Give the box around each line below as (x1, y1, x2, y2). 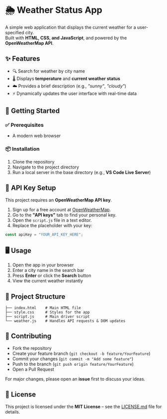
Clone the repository (12, 159, 55, 165)
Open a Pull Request (12, 366, 55, 372)
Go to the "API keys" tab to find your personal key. (12, 212, 117, 218)
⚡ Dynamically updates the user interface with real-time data (12, 90, 137, 96)
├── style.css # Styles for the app (5, 310, 90, 315)
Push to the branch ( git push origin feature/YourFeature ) (12, 361, 134, 367)
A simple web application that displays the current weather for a (5, 24, 136, 30)
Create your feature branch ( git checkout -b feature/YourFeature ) (12, 350, 151, 356)
